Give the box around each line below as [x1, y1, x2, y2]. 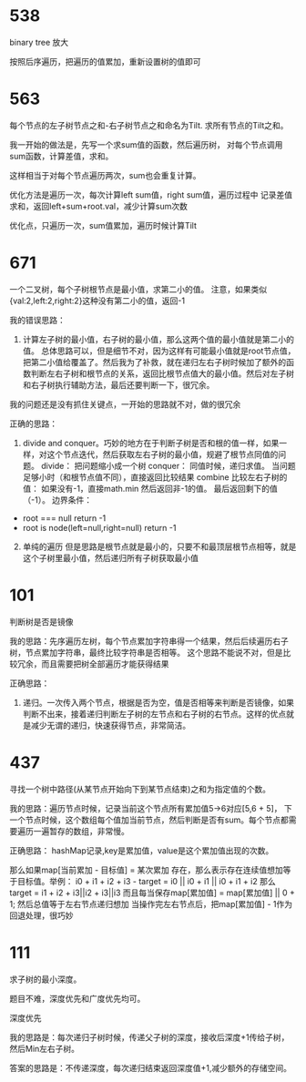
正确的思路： [9, 418, 57, 429]
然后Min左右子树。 [9, 1043, 80, 1054]
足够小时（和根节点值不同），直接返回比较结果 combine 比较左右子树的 [22, 471, 288, 483]
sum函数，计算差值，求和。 [9, 150, 114, 161]
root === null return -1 [22, 512, 107, 524]
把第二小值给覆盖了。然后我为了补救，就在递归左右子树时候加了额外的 [22, 356, 287, 367]
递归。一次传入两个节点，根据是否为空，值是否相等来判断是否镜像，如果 [22, 697, 294, 708]
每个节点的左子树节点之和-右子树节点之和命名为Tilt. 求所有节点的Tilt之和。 [9, 119, 289, 130]
